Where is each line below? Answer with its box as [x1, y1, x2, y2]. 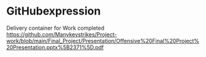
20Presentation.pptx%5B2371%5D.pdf [6, 44, 104, 51]
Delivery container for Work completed [6, 24, 105, 32]
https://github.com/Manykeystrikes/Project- [6, 30, 117, 38]
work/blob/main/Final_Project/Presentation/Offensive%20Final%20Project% [6, 37, 200, 44]
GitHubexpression [6, 4, 101, 18]
